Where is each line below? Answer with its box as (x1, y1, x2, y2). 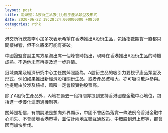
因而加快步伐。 (5, 122, 36, 128)
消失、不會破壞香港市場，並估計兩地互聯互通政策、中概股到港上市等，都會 (9, 116, 163, 122)
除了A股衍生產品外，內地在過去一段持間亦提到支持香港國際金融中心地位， (5, 93, 157, 99)
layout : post (5, 7, 32, 13)
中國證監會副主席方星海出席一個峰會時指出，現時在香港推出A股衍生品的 (5, 53, 153, 59)
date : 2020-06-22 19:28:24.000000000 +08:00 (5, 17, 99, 22)
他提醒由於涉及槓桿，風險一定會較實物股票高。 (5, 82, 101, 88)
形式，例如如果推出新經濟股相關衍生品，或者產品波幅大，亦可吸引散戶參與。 (5, 76, 163, 82)
